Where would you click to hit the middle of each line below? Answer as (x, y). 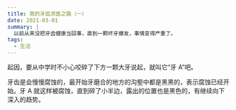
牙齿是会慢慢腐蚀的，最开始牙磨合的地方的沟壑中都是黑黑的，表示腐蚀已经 (115, 82)
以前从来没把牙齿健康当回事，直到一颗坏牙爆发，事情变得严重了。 (95, 33)
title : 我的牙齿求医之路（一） (47, 14)
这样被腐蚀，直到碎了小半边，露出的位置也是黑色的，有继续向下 (132, 91)
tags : (15, 40)
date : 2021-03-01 (33, 20)
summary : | (23, 27)
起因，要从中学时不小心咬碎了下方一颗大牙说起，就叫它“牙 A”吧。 (102, 67)
